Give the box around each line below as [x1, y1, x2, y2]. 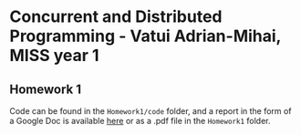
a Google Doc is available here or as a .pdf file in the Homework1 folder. [9, 116, 271, 126]
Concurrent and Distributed [9, 6, 223, 27]
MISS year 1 [9, 46, 99, 66]
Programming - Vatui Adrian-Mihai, [9, 26, 281, 47]
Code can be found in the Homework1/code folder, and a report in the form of [9, 106, 292, 116]
